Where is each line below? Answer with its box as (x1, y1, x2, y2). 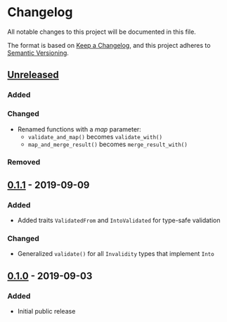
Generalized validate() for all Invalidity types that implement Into (17, 250, 214, 258)
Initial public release (17, 307, 76, 316)
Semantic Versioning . (7, 49, 69, 57)
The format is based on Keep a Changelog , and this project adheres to (7, 41, 211, 49)
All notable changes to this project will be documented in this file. (7, 27, 197, 36)
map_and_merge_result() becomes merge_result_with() (27, 140, 188, 148)
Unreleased (7, 69, 60, 81)
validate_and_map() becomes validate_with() (27, 132, 163, 141)
